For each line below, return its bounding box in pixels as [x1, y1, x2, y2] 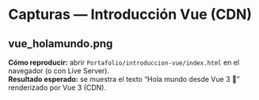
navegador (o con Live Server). [8, 66, 109, 76]
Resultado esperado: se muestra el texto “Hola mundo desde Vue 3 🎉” [8, 75, 240, 83]
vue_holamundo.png [8, 37, 113, 50]
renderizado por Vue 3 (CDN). [8, 83, 107, 92]
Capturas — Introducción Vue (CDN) [8, 6, 252, 24]
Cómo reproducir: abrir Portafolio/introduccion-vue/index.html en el [8, 57, 240, 67]
